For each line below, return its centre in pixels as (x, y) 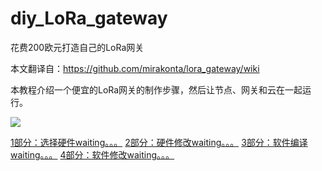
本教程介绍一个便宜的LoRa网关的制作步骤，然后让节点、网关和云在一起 (156, 89)
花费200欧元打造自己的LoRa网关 (77, 47)
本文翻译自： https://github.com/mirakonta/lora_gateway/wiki (135, 68)
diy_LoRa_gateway (89, 18)
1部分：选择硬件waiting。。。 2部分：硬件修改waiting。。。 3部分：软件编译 (159, 142)
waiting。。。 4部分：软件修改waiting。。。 (92, 154)
